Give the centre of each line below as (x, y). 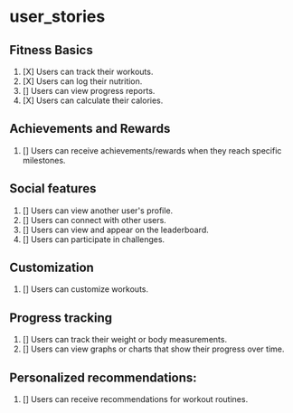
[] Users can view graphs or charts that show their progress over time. (153, 349)
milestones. (44, 160)
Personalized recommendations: (103, 377)
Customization (52, 268)
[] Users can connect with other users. (95, 220)
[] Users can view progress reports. (89, 91)
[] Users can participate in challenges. (94, 239)
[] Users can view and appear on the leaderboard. (116, 230)
